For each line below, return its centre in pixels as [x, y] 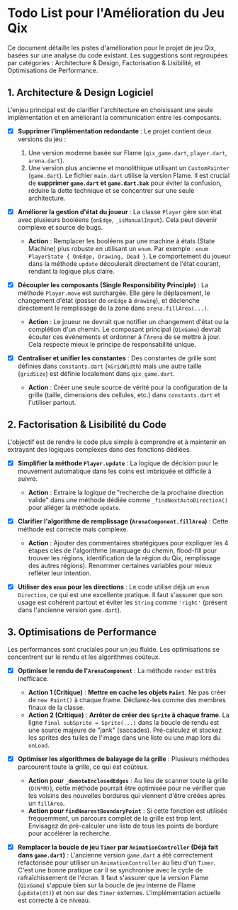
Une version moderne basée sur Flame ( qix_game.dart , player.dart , [127, 152]
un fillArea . [46, 803]
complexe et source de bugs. [60, 227]
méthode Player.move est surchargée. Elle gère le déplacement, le [114, 293]
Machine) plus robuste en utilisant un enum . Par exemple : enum [118, 248]
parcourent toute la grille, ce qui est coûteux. [83, 767]
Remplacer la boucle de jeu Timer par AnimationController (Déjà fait [118, 847]
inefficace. [33, 678]
